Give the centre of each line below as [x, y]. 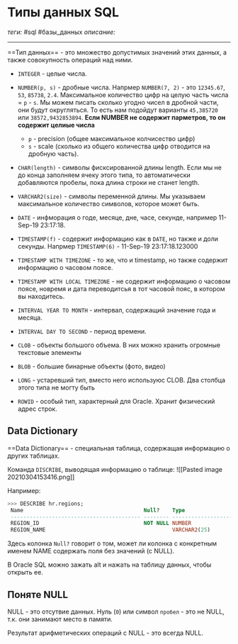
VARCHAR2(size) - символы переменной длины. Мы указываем [111, 196]
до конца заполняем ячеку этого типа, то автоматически [104, 175]
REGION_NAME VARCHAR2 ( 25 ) [110, 530]
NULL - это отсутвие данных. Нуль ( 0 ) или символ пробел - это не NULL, [116, 611]
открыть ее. [25, 572]
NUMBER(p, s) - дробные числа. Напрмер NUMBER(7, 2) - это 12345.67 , [121, 87]
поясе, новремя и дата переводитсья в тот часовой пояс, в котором [121, 288]
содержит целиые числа [56, 125]
